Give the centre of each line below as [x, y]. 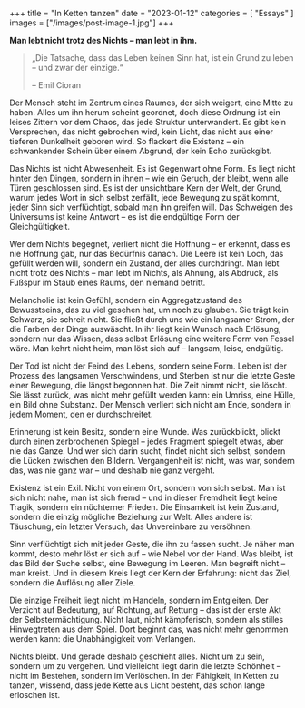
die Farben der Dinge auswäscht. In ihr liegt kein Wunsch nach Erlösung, [145, 329]
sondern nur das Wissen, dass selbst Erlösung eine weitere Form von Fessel [152, 339]
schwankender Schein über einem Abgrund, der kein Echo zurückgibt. [141, 151]
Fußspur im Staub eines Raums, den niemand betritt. [108, 282]
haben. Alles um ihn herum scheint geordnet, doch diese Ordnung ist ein [145, 112]
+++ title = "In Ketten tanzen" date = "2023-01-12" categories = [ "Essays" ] [152, 13]
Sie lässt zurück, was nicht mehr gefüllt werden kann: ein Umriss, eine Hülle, [152, 395]
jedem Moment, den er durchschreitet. [81, 414]
